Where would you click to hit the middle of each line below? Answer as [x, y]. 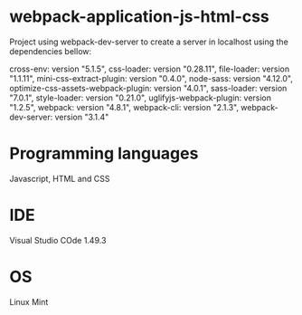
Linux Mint [29, 301]
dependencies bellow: [51, 51]
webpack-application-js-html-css [139, 17]
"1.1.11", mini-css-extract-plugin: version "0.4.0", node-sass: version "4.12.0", [151, 78]
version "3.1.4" [82, 117]
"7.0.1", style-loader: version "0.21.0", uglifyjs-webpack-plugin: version [141, 98]
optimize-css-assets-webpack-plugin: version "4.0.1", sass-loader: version [148, 88]
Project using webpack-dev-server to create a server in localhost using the [149, 42]
